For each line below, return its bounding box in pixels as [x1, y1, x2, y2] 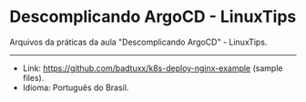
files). [22, 72, 45, 83]
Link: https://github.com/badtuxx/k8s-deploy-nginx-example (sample [22, 62, 283, 74]
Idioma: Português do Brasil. [22, 82, 129, 93]
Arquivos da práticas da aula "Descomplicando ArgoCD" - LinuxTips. [9, 36, 268, 47]
